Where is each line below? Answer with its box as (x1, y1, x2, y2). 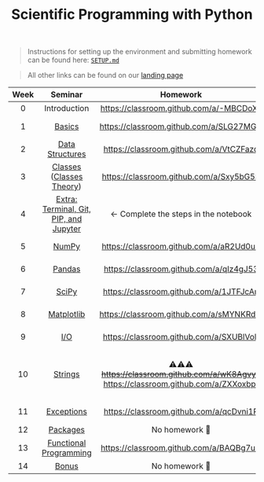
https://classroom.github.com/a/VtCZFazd (103, 143, 259, 154)
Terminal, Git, (42, 203, 92, 214)
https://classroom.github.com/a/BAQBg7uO (101, 442, 262, 453)
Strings (53, 368, 80, 379)
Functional (46, 437, 86, 448)
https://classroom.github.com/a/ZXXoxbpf (103, 378, 259, 389)
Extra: (56, 193, 78, 204)
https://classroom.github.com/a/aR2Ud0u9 (101, 241, 261, 252)
